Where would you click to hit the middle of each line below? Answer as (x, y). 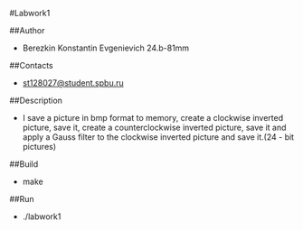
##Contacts (31, 65)
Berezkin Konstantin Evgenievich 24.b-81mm (106, 48)
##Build (24, 164)
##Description (36, 100)
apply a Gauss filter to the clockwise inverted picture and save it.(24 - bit (158, 137)
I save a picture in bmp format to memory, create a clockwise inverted (153, 118)
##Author (27, 30)
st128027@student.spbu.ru (73, 83)
